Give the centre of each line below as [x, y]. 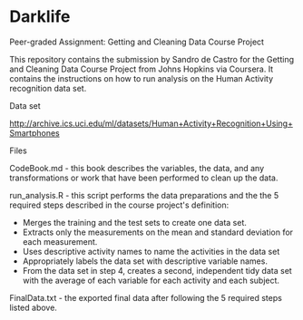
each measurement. [60, 241]
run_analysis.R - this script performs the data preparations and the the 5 [144, 195]
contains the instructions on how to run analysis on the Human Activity [142, 78]
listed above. [33, 307]
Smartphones [35, 132]
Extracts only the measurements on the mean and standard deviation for [157, 232]
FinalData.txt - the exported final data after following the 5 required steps [146, 297]
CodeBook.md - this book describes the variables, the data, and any [137, 168]
